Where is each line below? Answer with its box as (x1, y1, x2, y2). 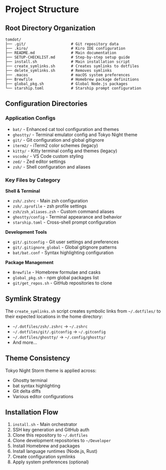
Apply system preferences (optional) (12, 459, 89, 465)
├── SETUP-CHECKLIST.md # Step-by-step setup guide (5, 55, 130, 60)
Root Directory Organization (5, 24, 96, 32)
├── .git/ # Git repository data (5, 41, 119, 47)
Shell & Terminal (5, 188, 40, 194)
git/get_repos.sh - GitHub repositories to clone (12, 280, 112, 286)
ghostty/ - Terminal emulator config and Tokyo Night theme (12, 132, 138, 138)
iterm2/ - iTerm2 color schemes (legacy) (12, 142, 98, 148)
